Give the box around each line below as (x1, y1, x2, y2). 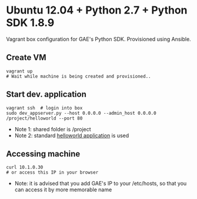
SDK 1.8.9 (6, 16, 55, 29)
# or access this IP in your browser (6, 170, 99, 175)
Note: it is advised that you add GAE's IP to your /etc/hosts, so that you (14, 180, 187, 187)
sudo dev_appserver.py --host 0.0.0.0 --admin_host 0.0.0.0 (6, 110, 157, 116)
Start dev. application (6, 89, 86, 99)
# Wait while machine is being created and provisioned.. (6, 73, 151, 79)
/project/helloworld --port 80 (6, 115, 83, 121)
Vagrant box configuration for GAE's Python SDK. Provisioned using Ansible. (6, 35, 191, 42)
